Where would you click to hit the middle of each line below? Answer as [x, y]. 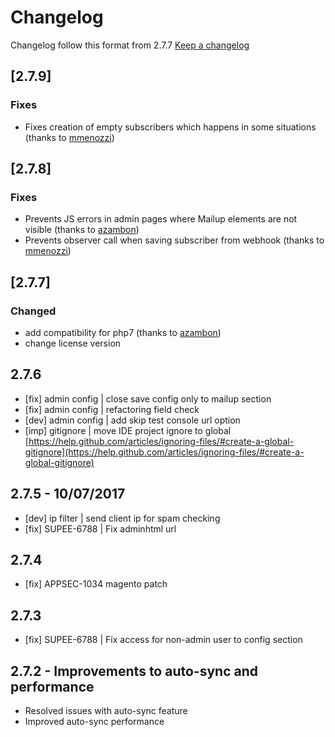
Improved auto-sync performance [94, 722]
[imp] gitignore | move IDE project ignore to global [128, 430]
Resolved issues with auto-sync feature [106, 711]
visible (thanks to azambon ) [82, 230]
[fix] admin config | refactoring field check [112, 409]
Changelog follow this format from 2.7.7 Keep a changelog [130, 45]
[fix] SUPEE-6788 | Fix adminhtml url [100, 528]
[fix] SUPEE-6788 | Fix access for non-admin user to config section [163, 640]
